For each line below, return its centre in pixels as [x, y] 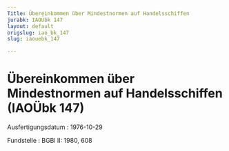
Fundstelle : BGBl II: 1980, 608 [50, 141]
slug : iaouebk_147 [33, 39]
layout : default [30, 26]
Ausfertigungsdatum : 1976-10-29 [55, 127]
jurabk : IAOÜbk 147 [35, 20]
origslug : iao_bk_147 [38, 33]
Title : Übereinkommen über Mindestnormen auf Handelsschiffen [98, 13]
